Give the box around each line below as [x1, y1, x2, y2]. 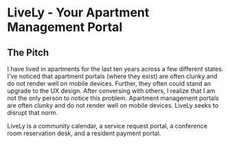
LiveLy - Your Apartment [7, 5, 150, 21]
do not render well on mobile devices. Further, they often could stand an [7, 80, 211, 87]
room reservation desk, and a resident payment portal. [7, 129, 161, 137]
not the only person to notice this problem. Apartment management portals [7, 94, 220, 102]
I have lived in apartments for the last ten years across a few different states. [7, 65, 224, 73]
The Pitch [7, 47, 49, 58]
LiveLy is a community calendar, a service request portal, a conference [7, 122, 208, 130]
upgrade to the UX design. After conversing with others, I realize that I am [7, 87, 216, 95]
